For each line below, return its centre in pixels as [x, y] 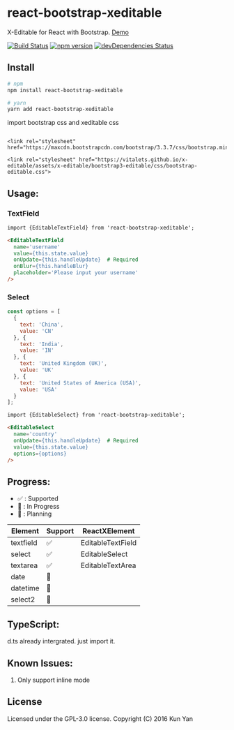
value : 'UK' [37, 370]
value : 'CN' [37, 331]
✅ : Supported [38, 499]
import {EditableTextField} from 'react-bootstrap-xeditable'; [101, 228]
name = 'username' [37, 247]
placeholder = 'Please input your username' [76, 273]
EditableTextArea [108, 565]
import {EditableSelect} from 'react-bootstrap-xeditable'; [96, 415]
